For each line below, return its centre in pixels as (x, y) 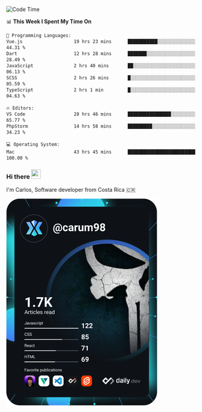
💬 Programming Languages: (39, 36)
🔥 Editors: (20, 108)
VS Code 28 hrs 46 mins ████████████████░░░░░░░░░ (101, 114)
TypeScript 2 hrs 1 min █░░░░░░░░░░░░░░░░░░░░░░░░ (101, 90)
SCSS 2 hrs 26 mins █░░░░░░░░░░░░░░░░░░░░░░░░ (101, 78)
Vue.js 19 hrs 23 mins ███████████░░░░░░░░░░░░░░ (101, 42)
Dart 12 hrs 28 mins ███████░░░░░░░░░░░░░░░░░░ (101, 54)
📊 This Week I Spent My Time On (49, 21)
